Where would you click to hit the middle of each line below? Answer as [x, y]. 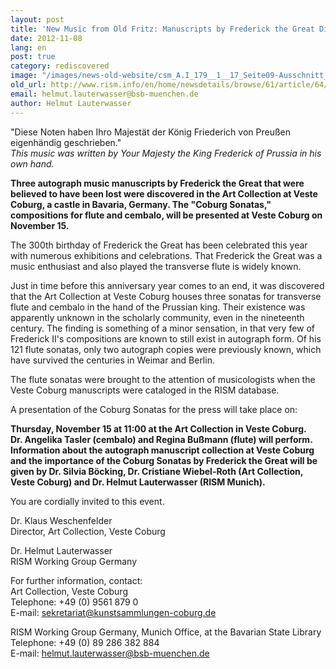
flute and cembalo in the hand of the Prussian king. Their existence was [158, 307]
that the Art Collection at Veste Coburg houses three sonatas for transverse [166, 296]
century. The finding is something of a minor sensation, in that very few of [163, 328]
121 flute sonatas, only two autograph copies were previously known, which [166, 349]
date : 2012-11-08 [46, 38]
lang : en [28, 47]
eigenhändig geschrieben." [66, 142]
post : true [33, 57]
